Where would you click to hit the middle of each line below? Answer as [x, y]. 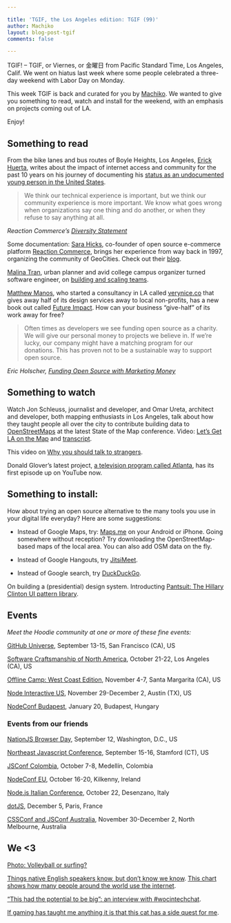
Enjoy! [16, 122]
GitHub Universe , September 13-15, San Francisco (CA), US [91, 645]
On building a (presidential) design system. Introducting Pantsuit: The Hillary [115, 586]
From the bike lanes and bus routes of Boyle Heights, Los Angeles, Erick [110, 160]
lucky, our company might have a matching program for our [109, 343]
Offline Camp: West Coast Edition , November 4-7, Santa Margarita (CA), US [114, 679]
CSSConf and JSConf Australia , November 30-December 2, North [101, 819]
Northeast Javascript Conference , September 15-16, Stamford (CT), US [108, 752]
